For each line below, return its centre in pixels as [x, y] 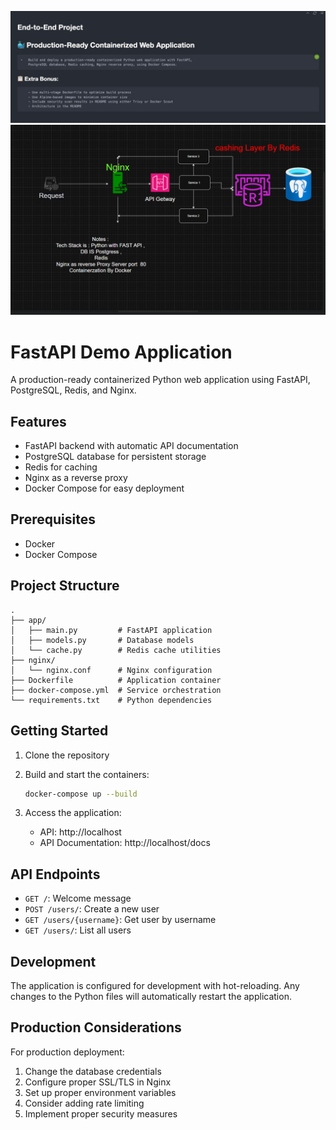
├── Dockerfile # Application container [116, 680]
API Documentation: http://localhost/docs [125, 843]
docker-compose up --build [81, 794]
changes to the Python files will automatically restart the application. [151, 997]
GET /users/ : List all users [78, 930]
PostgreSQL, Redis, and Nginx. [73, 390]
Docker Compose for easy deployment [104, 488]
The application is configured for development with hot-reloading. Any [155, 986]
